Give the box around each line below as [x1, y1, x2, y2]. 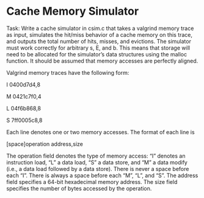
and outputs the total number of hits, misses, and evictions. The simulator [6, 37, 191, 45]
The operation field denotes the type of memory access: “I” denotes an [6, 152, 186, 159]
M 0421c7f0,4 [6, 93, 42, 100]
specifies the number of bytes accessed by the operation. [6, 185, 152, 192]
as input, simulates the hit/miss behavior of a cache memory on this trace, [6, 31, 193, 38]
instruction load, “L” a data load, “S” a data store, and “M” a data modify [6, 158, 188, 166]
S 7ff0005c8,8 [6, 116, 43, 124]
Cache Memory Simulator [6, 4, 139, 18]
